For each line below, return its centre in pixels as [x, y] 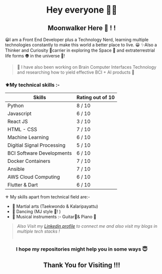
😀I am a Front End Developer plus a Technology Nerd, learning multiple [77, 39]
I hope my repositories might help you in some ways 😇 [82, 249]
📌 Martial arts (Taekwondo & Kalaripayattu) [55, 206]
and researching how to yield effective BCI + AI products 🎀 [76, 72]
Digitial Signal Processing [36, 145]
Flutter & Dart [23, 185]
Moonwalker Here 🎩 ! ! [82, 28]
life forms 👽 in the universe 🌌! [35, 56]
